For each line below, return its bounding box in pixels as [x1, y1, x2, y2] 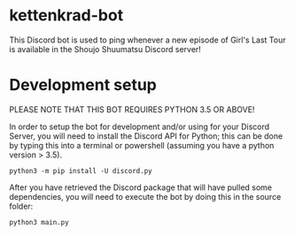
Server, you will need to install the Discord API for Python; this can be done [9, 130, 283, 141]
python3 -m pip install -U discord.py [9, 166, 152, 175]
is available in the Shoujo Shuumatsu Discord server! [9, 43, 201, 54]
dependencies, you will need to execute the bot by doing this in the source [9, 191, 282, 202]
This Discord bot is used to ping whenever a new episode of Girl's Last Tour [9, 34, 286, 45]
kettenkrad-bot [9, 5, 124, 26]
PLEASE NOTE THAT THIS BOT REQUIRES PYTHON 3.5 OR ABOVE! [9, 103, 255, 115]
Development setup [9, 75, 158, 95]
